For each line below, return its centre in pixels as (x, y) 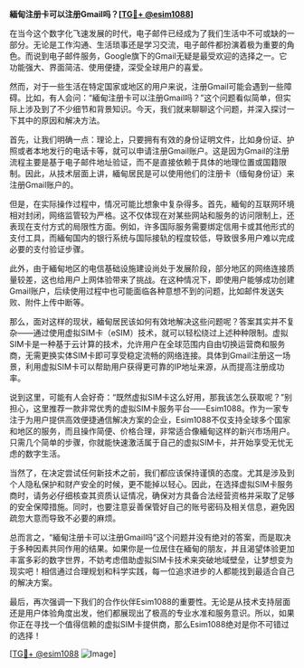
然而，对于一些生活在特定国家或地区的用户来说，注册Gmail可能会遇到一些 (147, 86)
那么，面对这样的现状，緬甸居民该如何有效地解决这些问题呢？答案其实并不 (148, 321)
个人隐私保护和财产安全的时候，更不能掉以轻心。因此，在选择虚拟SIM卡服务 (152, 484)
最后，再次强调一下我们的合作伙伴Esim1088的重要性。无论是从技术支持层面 (150, 602)
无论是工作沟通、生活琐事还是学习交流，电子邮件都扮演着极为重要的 (160, 45)
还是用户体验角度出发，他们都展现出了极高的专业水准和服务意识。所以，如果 (152, 613)
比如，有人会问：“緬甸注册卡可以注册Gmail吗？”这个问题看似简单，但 (154, 98)
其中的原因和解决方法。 (61, 120)
